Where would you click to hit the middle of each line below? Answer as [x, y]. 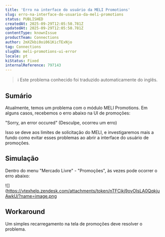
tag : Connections [23, 47]
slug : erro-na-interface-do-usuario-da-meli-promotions [64, 14]
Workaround [25, 212]
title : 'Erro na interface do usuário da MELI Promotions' [68, 10]
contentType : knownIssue [31, 33]
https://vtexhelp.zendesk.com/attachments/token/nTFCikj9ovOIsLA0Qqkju [83, 191]
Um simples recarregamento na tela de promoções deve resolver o [74, 224]
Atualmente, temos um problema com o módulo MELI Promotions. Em [77, 108]
